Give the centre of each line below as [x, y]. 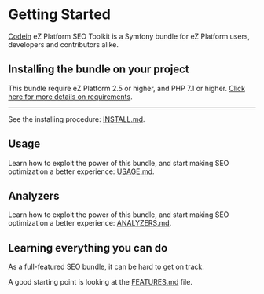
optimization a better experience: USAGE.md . [81, 171]
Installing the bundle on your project [99, 70]
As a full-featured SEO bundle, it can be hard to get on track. [106, 267]
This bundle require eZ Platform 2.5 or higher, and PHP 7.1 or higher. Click [127, 88]
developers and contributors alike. [64, 44]
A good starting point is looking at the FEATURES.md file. [100, 282]
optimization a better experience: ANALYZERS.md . [90, 223]
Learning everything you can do [88, 248]
